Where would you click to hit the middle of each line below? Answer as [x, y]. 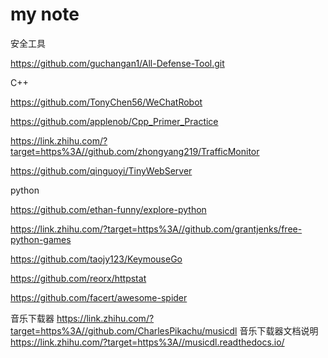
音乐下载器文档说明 [279, 330]
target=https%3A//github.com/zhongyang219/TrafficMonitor [135, 151]
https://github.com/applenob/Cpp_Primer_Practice [114, 121]
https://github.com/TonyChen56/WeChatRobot [106, 102]
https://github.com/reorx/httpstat [78, 278]
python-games [41, 239]
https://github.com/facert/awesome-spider [99, 297]
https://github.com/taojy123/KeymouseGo [96, 259]
